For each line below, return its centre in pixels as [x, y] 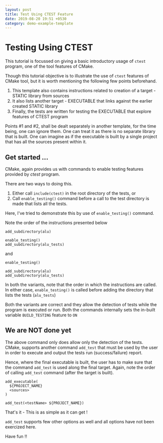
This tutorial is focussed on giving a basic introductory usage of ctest [75, 61]
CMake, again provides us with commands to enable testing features [74, 169]
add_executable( [22, 381]
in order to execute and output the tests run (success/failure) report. [74, 352]
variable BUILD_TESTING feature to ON [41, 315]
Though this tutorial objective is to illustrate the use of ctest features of [77, 76]
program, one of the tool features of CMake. [49, 66]
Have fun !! [16, 436]
